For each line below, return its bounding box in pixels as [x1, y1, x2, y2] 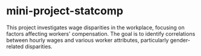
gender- [170, 36, 191, 43]
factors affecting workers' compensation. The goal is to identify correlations [6, 30, 196, 37]
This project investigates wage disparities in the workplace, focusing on [6, 24, 185, 31]
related [6, 43, 24, 50]
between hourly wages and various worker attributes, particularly [6, 36, 169, 43]
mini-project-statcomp [6, 4, 124, 18]
